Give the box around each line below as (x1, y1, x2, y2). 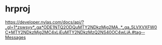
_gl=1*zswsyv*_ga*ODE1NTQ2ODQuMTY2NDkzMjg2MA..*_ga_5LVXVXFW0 (5, 24, 157, 30)
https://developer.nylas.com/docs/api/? (5, 19, 84, 25)
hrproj (5, 3, 31, 14)
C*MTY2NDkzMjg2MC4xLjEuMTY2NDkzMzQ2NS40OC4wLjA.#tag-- (5, 29, 145, 35)
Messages (5, 34, 26, 40)
